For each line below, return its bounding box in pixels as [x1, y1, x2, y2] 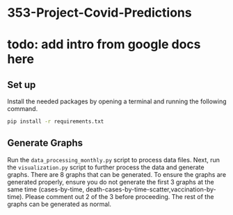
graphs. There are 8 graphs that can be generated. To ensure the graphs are [7, 170, 227, 178]
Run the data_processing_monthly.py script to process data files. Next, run [7, 155, 220, 164]
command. [7, 105, 38, 113]
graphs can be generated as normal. [7, 200, 112, 208]
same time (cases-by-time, [7, 185, 85, 193]
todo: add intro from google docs [7, 37, 201, 53]
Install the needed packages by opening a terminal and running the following [7, 97, 227, 105]
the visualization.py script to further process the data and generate [7, 163, 204, 171]
